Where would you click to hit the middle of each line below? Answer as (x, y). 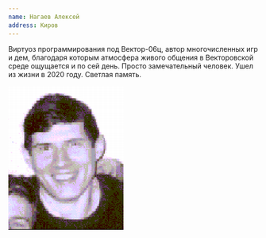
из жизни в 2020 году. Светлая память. (75, 74)
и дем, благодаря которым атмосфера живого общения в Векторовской (131, 57)
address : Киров (33, 25)
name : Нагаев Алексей (44, 17)
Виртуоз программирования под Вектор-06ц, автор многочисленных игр (133, 49)
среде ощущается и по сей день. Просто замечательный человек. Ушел (131, 66)
